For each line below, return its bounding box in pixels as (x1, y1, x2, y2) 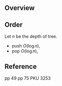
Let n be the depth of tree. (4, 34, 58, 40)
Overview (4, 4, 35, 12)
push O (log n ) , (11, 43, 41, 49)
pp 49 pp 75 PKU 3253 (4, 75, 51, 81)
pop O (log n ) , (11, 48, 39, 54)
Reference (4, 62, 37, 70)
